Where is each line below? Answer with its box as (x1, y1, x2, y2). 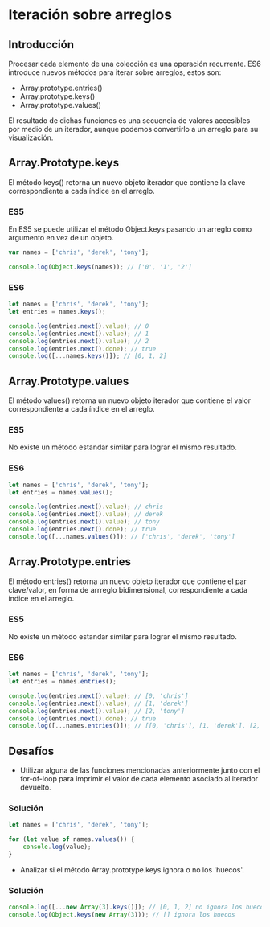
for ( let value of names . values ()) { (8, 835, 135, 843)
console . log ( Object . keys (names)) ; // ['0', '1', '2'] (8, 263, 193, 271)
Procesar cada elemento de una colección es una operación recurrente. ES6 (8, 59, 261, 68)
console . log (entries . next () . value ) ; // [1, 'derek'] (8, 699, 189, 708)
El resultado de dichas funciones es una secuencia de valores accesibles (8, 116, 251, 125)
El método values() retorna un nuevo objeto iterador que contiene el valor (8, 396, 252, 405)
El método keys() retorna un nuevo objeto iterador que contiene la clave (8, 177, 246, 187)
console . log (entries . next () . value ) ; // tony (8, 518, 160, 526)
